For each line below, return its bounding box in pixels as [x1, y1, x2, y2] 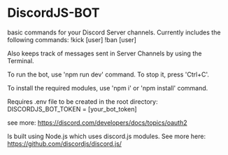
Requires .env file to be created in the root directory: [7, 97, 158, 106]
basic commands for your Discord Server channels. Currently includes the [7, 28, 221, 36]
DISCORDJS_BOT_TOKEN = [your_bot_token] [7, 105, 138, 113]
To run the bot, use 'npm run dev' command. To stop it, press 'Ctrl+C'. [7, 70, 210, 79]
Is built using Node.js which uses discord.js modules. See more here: [7, 132, 206, 140]
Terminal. [7, 56, 34, 65]
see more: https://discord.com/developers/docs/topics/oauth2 [7, 118, 187, 127]
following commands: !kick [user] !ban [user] [7, 35, 136, 43]
